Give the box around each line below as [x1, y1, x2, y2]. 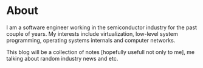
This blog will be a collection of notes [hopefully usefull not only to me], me [6, 48, 195, 55]
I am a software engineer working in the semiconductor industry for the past [6, 24, 198, 31]
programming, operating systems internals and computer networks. [6, 36, 176, 44]
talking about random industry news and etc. [6, 55, 119, 62]
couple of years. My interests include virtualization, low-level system [6, 30, 178, 37]
